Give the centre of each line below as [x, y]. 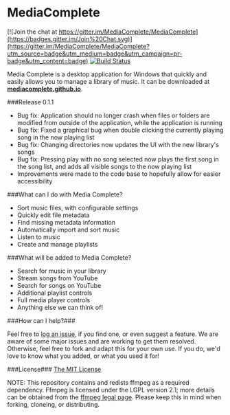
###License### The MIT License [54, 369]
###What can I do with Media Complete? [65, 194]
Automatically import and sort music [68, 229]
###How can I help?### [41, 320]
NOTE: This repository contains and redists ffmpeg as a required [99, 382]
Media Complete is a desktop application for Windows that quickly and [107, 74]
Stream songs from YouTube [57, 278]
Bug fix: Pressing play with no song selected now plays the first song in [118, 159]
